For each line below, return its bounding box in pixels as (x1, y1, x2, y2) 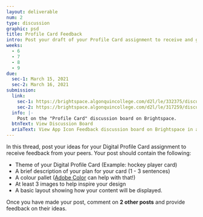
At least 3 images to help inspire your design (14, 180, 126, 187)
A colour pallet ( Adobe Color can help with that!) (14, 174, 136, 181)
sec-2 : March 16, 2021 (11, 82, 69, 88)
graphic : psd (6, 25, 39, 32)
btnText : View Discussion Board (11, 121, 94, 127)
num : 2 (6, 14, 23, 20)
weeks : (6, 43, 23, 49)
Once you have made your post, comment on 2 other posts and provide (6, 198, 185, 206)
